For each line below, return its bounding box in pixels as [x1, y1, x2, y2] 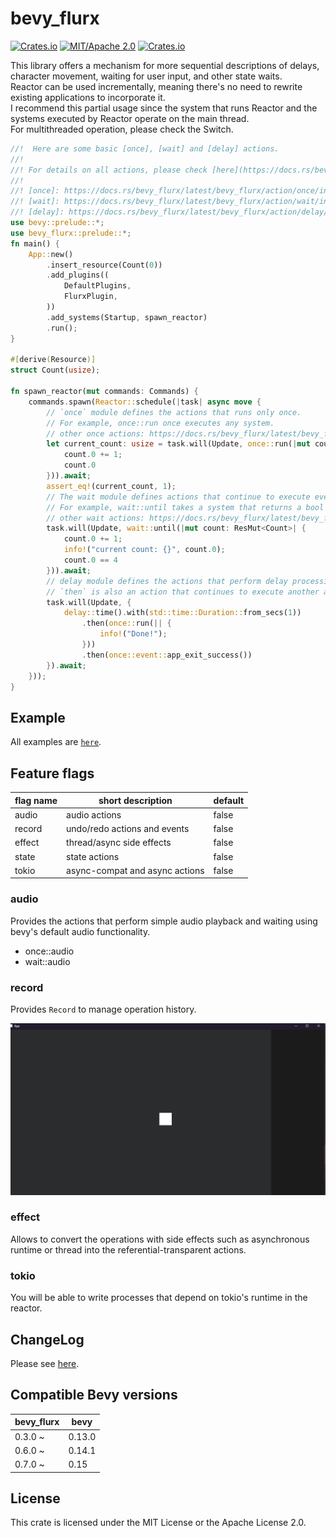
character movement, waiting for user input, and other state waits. [10, 70, 283, 82]
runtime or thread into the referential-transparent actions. [10, 1243, 247, 1256]
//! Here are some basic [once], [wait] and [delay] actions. [10, 143, 280, 154]
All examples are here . [10, 736, 102, 748]
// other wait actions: [46, 513, 145, 523]
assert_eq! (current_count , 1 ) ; [46, 481, 177, 491]
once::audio [24, 945, 75, 957]
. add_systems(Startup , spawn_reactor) [46, 312, 208, 322]
